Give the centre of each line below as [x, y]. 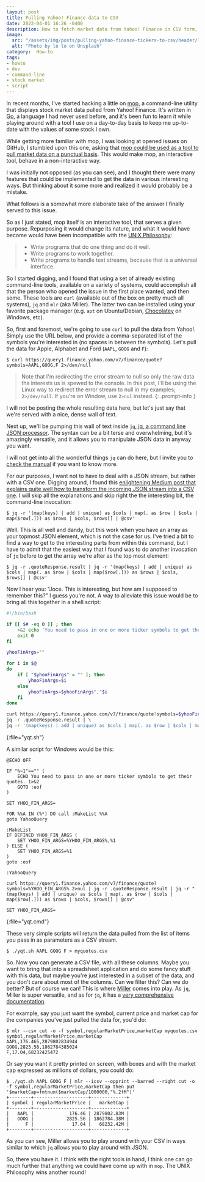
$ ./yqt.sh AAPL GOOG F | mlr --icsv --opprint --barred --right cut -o [101, 1081]
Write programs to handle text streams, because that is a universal [114, 260]
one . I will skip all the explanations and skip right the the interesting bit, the [100, 495]
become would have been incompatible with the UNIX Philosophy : [89, 235]
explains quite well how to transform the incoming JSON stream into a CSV [100, 489]
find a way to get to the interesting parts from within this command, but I [97, 543]
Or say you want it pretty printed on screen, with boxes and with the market [101, 1063]
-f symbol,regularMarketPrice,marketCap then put [71, 1087]
